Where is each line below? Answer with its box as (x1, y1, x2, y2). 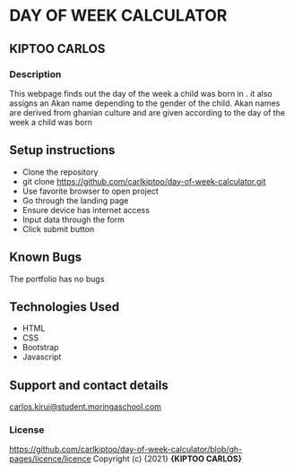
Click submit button (22, 223, 95, 234)
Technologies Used (9, 299, 119, 314)
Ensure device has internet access (22, 204, 151, 215)
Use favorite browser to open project (22, 185, 159, 196)
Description (9, 68, 62, 81)
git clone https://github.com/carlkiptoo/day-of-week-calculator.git (22, 176, 266, 186)
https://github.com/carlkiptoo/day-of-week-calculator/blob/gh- (9, 444, 243, 455)
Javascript (22, 351, 62, 363)
